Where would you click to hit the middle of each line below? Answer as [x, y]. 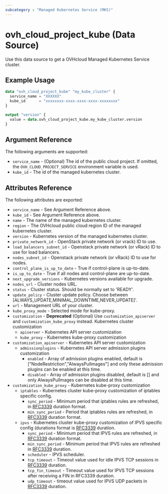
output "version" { [26, 115]
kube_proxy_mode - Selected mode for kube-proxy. [64, 311]
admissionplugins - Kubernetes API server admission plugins [83, 348]
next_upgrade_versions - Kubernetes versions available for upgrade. [83, 279]
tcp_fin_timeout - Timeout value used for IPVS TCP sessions [91, 470]
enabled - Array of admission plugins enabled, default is [85, 359]
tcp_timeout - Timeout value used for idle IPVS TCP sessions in [93, 460]
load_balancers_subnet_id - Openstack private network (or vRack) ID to [87, 247]
